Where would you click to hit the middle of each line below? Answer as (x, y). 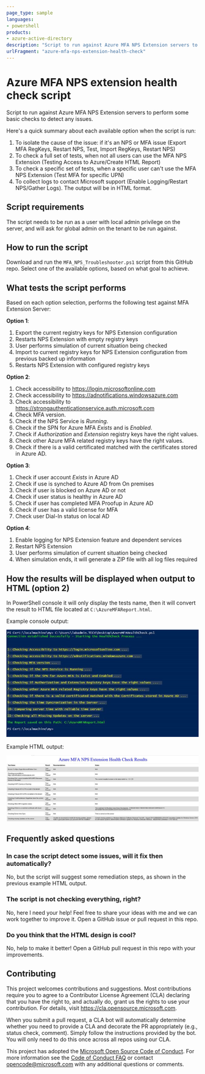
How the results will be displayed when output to (101, 579)
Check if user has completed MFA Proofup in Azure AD (84, 503)
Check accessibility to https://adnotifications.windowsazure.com (97, 395)
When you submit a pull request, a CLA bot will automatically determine (96, 1020)
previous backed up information (55, 359)
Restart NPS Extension (43, 546)
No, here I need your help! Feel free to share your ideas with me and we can (102, 912)
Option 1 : (18, 321)
